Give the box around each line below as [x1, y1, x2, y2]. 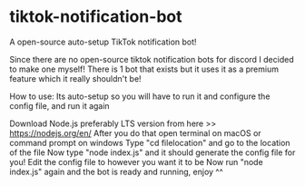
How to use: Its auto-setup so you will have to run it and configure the [9, 91, 271, 102]
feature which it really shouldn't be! [9, 73, 143, 83]
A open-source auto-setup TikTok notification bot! [9, 36, 197, 47]
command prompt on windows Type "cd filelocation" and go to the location [9, 137, 290, 148]
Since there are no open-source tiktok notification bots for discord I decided [9, 54, 294, 64]
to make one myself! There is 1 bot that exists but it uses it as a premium [9, 64, 280, 74]
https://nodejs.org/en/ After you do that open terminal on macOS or [9, 127, 261, 138]
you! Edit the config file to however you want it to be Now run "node [9, 156, 263, 167]
